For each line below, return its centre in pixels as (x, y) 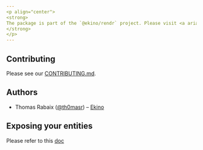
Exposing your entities (50, 126)
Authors (22, 92)
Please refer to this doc (35, 140)
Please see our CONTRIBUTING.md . (51, 73)
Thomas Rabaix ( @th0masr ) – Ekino (60, 107)
